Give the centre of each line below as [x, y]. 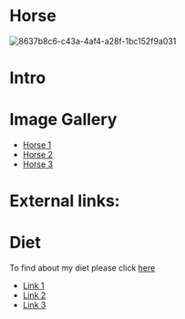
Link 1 [33, 286]
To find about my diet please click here [82, 268]
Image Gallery [63, 120]
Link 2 [34, 295]
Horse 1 [37, 145]
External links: [65, 201]
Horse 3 [38, 164]
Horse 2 [37, 155]
